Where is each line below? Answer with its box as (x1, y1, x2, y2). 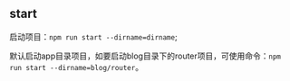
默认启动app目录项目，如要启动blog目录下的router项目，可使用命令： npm (9, 50, 282, 61)
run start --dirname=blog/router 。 (9, 61, 143, 72)
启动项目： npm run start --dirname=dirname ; (9, 31, 179, 42)
